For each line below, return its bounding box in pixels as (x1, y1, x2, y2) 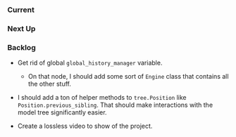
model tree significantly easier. (17, 108, 107, 117)
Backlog (7, 42, 37, 52)
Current (7, 5, 35, 15)
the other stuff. (27, 79, 72, 89)
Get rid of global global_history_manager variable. (17, 58, 163, 67)
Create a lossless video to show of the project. (17, 122, 153, 131)
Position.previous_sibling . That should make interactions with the (17, 100, 213, 110)
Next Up (7, 23, 36, 33)
